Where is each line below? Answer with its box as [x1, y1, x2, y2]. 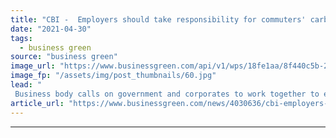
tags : [10, 33, 33, 43]
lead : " [10, 80, 43, 90]
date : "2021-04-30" [10, 24, 92, 34]
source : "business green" [10, 52, 118, 62]
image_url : [10, 61, 56, 71]
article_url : [10, 98, 65, 108]
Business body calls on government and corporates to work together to [14, 89, 320, 99]
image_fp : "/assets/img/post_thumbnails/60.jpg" [10, 71, 217, 81]
